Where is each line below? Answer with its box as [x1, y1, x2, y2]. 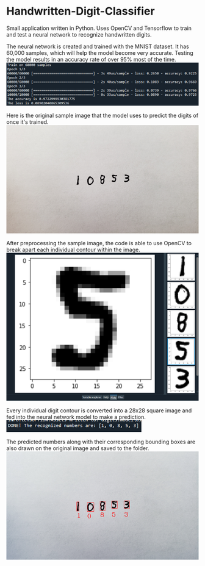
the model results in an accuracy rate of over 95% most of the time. [6, 56, 176, 63]
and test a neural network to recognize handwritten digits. [6, 30, 152, 38]
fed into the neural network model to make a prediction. [6, 414, 146, 421]
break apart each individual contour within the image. [6, 246, 140, 253]
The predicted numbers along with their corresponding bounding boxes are [6, 438, 196, 446]
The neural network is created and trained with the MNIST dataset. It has [6, 43, 189, 50]
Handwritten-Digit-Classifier [6, 4, 155, 18]
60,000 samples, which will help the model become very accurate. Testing [6, 49, 193, 56]
